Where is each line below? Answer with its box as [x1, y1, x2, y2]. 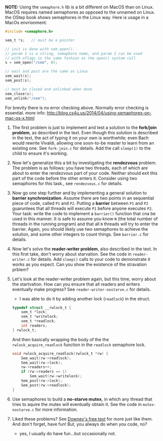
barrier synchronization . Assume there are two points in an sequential [12, 195, 154, 201]
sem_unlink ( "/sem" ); [5, 96, 47, 101]
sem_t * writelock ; [21, 314, 58, 319]
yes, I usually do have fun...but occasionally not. [19, 430, 116, 436]
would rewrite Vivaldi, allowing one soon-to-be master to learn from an [12, 140, 154, 146]
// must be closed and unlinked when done [5, 87, 92, 92]
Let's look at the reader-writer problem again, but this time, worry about [12, 276, 156, 282]
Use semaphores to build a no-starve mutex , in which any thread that [12, 396, 152, 402]
